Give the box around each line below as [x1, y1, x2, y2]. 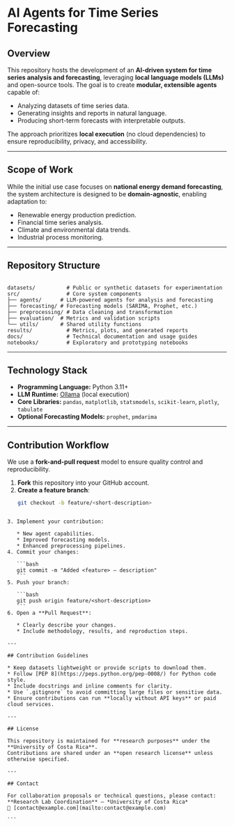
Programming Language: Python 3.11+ [17, 383, 129, 391]
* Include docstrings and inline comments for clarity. [7, 683, 173, 690]
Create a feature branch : [17, 486, 91, 494]
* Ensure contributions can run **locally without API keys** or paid [7, 695, 217, 702]
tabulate [17, 406, 43, 414]
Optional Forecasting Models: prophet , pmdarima [17, 412, 157, 421]
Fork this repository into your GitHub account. [17, 478, 150, 487]
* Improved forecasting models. [16, 536, 111, 544]
